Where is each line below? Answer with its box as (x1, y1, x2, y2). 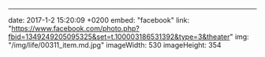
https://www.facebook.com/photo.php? (11, 24, 140, 33)
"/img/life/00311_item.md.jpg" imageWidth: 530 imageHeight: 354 (8, 41, 222, 49)
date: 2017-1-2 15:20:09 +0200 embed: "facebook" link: (8, 16, 190, 24)
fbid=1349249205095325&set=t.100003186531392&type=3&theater (8, 32, 230, 41)
